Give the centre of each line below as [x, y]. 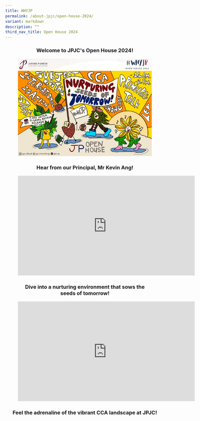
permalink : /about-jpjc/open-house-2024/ [49, 16]
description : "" [22, 27]
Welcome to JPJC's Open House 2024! [85, 51]
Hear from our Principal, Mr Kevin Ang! [85, 167]
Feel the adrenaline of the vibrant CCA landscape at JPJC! [85, 413]
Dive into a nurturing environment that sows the [85, 287]
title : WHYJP [19, 11]
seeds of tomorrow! [85, 293]
